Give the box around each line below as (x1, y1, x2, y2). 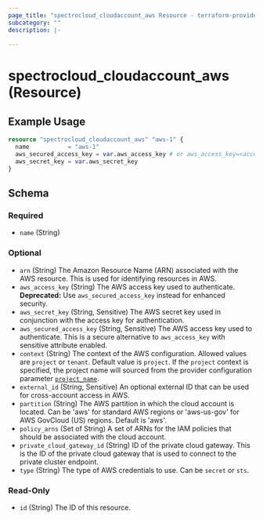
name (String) (19, 228, 60, 238)
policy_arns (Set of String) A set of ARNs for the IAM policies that (19, 424, 232, 433)
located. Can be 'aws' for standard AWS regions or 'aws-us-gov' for (19, 407, 240, 416)
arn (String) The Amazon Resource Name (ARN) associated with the (19, 265, 239, 275)
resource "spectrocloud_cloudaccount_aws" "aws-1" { (8, 136, 184, 144)
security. (19, 299, 49, 308)
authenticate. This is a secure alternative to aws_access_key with (19, 332, 225, 341)
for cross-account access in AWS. (19, 390, 131, 400)
